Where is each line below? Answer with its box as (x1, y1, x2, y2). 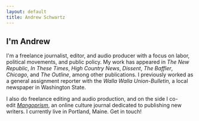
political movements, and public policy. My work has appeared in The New (6, 58, 189, 66)
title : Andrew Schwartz (6, 14, 66, 20)
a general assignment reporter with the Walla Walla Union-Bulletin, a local (6, 77, 188, 85)
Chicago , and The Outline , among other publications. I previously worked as (6, 71, 194, 78)
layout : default (6, 8, 47, 15)
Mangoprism (17, 102, 49, 109)
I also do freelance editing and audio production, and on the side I (6, 95, 169, 103)
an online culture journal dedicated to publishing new (51, 102, 182, 109)
